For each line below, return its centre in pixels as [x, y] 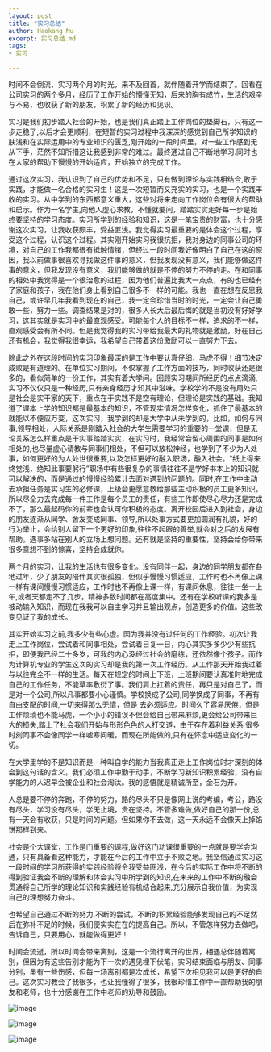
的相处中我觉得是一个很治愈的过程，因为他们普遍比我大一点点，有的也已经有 [135, 280]
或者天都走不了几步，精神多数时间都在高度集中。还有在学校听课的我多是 [138, 597]
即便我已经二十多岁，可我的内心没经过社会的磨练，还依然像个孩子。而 [139, 654]
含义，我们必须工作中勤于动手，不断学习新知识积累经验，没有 [153, 772]
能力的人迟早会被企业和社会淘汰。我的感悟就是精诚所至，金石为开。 [128, 782]
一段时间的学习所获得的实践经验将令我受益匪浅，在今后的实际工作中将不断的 [135, 867]
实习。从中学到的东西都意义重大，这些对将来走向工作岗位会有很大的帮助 [142, 199]
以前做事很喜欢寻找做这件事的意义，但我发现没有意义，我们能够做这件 [146, 260]
